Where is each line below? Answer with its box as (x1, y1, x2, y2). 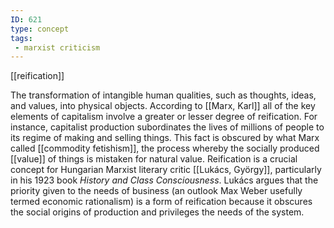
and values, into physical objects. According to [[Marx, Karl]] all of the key (10, 100, 316, 112)
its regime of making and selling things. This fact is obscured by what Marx (10, 132, 320, 144)
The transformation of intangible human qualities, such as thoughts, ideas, (10, 89, 317, 101)
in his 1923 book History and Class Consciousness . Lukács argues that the (10, 174, 319, 186)
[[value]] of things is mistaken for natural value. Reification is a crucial (10, 153, 298, 165)
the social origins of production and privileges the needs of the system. (10, 206, 305, 218)
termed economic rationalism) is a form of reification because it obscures (10, 196, 313, 208)
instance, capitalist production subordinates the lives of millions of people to (10, 121, 325, 133)
